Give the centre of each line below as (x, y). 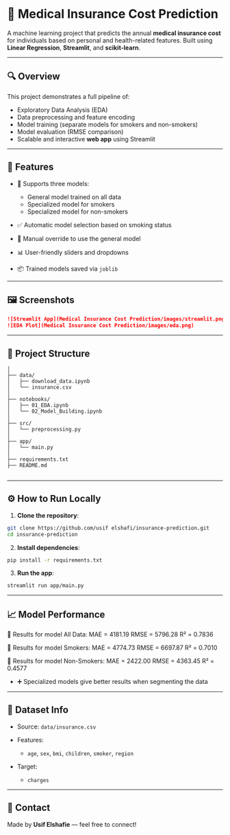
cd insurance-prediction (42, 534)
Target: (27, 766)
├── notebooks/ (29, 399)
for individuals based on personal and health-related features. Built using (110, 40)
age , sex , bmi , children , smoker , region (80, 753)
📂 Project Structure (49, 353)
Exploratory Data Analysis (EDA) (62, 110)
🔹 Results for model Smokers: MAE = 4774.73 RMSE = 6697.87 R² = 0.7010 (112, 648)
